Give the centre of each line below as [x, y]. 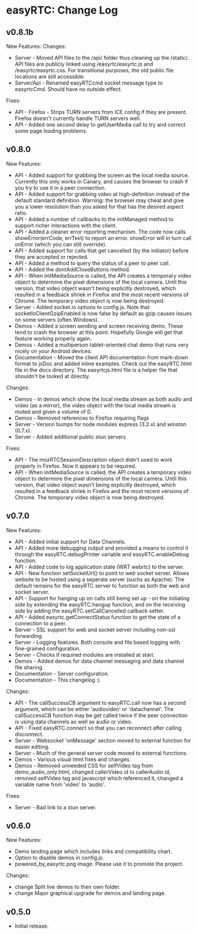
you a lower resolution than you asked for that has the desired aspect [99, 206]
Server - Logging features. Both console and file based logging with [97, 642]
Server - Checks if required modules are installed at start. [85, 654]
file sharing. [29, 667]
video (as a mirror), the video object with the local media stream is [95, 405]
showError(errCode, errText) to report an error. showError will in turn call [103, 238]
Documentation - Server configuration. [62, 673]
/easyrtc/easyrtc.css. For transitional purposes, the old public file [94, 70]
